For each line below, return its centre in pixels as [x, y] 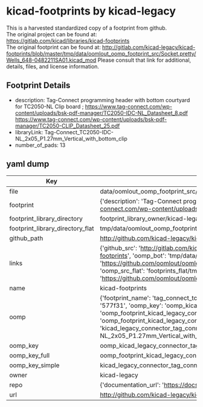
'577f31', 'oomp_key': [131, 305]
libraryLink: [29, 132]
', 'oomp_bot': [147, 255]
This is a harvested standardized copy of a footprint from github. [87, 28]
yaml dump [28, 164]
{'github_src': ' [120, 248]
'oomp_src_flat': [122, 270]
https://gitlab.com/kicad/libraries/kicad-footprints [68, 41]
